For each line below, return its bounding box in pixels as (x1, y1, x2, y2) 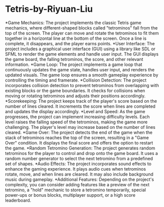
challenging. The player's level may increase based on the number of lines (5, 124, 156, 130)
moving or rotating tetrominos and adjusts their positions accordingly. (5, 92, 146, 99)
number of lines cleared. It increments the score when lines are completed (5, 103, 156, 109)
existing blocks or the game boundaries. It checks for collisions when (5, 88, 145, 93)
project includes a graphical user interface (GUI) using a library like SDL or (5, 46, 156, 52)
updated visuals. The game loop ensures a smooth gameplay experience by (5, 72, 159, 78)
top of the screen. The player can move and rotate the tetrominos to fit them (5, 30, 159, 36)
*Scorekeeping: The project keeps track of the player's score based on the (5, 98, 157, 104)
